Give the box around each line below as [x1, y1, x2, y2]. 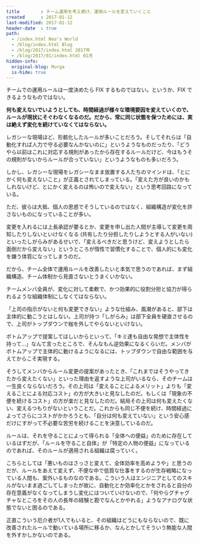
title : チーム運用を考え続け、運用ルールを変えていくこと [6, 8, 152, 15]
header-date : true [6, 25, 57, 31]
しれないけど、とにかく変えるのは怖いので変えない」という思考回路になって [6, 183, 192, 190]
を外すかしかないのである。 [6, 532, 74, 539]
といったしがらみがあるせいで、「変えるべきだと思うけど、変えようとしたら [6, 238, 190, 245]
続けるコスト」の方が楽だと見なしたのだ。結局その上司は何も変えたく [16, 398, 188, 405]
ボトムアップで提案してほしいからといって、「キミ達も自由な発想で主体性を [6, 333, 190, 340]
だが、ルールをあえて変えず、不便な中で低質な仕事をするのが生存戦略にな [6, 467, 188, 474]
